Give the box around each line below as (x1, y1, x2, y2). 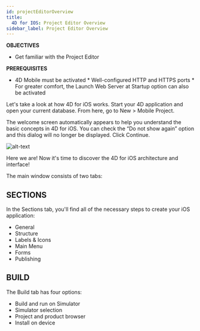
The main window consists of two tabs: (6, 173, 103, 180)
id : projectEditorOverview (6, 8, 73, 15)
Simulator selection (14, 306, 63, 314)
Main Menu (14, 243, 43, 250)
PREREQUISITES (6, 65, 48, 72)
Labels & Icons (14, 237, 51, 244)
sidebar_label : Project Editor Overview (6, 25, 109, 32)
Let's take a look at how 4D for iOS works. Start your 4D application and (6, 101, 183, 108)
